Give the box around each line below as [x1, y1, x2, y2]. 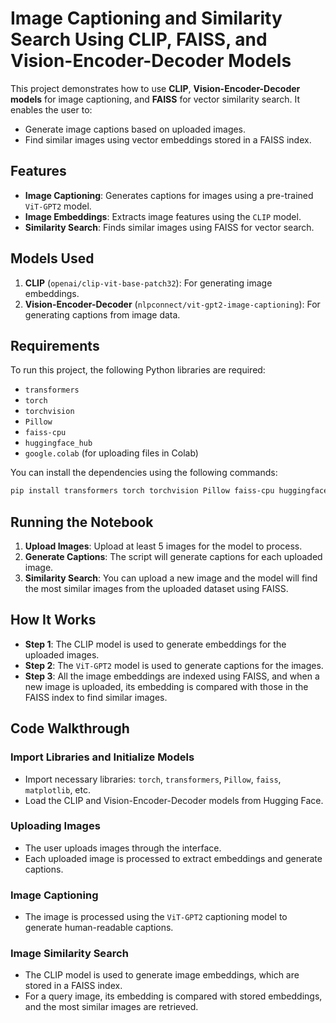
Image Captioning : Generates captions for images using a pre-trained [24, 189, 314, 201]
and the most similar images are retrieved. [24, 1001, 199, 1013]
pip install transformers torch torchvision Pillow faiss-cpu [10, 486, 275, 496]
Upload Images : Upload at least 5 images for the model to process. [24, 540, 303, 552]
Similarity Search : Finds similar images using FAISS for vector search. [24, 221, 315, 233]
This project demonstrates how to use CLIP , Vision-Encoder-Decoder [10, 82, 301, 94]
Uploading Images [10, 819, 101, 833]
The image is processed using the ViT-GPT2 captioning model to [24, 911, 288, 923]
